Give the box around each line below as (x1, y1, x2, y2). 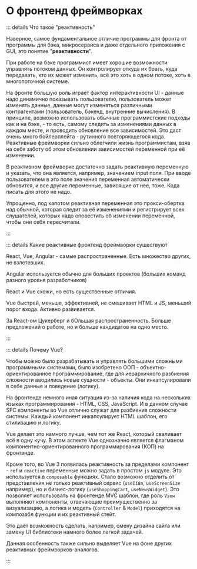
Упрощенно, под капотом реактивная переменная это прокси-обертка (6, 199, 185, 207)
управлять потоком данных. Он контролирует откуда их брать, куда (6, 65, 178, 72)
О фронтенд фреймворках (6, 4, 143, 18)
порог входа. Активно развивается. (6, 305, 96, 313)
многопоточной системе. (6, 78, 69, 85)
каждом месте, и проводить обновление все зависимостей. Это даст (6, 127, 181, 134)
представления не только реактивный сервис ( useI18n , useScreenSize (6, 479, 181, 487)
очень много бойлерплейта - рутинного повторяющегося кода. (6, 133, 166, 140)
